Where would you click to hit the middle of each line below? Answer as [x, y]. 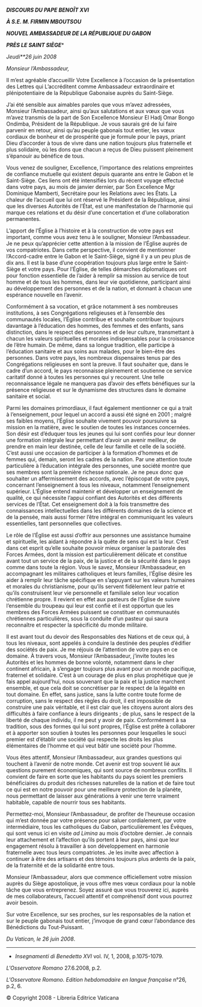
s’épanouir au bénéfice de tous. [45, 156]
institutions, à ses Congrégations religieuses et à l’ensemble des [86, 313]
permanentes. [23, 219]
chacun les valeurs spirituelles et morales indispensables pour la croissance [100, 338]
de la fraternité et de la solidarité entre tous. [61, 865]
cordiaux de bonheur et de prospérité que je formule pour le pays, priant [96, 137]
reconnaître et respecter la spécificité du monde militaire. [77, 625]
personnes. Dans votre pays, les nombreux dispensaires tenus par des [94, 358]
